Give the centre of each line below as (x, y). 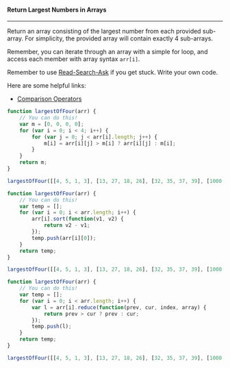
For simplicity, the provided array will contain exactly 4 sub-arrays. (119, 38)
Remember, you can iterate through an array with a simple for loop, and (107, 52)
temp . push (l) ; (52, 327)
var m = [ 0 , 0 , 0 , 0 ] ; (52, 124)
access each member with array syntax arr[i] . (74, 59)
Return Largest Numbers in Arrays (57, 10)
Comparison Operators (49, 99)
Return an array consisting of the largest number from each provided (104, 32)
